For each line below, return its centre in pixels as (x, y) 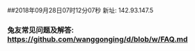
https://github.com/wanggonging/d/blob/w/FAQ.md (97, 39)
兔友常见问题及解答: (41, 30)
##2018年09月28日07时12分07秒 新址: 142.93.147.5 (80, 10)
